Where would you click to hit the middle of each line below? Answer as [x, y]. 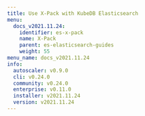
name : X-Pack [38, 39]
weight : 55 [35, 52]
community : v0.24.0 [41, 83]
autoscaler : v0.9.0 [41, 70]
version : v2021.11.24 [44, 102]
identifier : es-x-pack [51, 32]
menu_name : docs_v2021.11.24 [48, 58]
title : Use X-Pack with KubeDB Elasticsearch [72, 13]
